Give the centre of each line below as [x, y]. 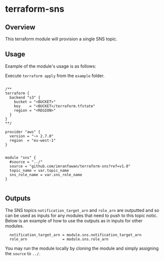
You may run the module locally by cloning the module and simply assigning [82, 248]
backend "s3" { [25, 97]
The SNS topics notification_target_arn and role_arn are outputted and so [82, 210]
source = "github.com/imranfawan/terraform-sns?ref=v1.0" [70, 166]
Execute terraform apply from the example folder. [55, 76]
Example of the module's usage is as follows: [51, 66]
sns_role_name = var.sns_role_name [46, 175]
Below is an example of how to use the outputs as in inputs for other [74, 221]
